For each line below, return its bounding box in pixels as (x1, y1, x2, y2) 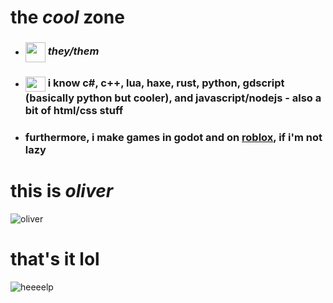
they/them (47, 44, 100, 58)
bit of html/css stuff (24, 104, 124, 118)
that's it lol (10, 248, 100, 271)
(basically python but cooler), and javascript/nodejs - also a (24, 91, 322, 105)
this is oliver (10, 180, 114, 203)
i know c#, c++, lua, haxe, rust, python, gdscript (47, 76, 285, 90)
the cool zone (10, 6, 125, 29)
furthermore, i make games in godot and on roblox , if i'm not (24, 130, 323, 144)
